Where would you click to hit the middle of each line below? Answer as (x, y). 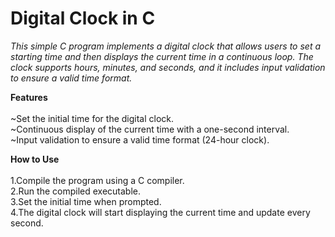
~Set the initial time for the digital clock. (92, 118)
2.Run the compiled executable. (75, 191)
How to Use (35, 159)
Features (29, 97)
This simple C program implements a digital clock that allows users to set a (166, 46)
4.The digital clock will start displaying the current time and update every (160, 212)
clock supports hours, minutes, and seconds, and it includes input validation (168, 67)
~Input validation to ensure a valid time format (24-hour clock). (140, 139)
